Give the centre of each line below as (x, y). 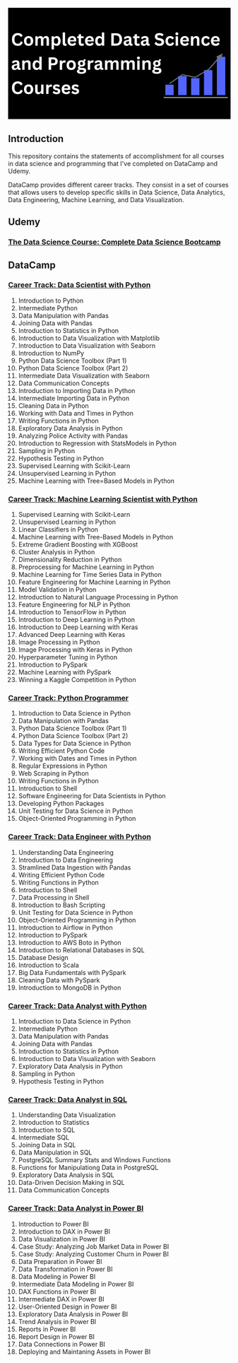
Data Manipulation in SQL (55, 1152)
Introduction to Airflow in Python (65, 928)
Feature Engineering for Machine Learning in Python (94, 582)
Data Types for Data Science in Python (75, 744)
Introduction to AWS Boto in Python (70, 942)
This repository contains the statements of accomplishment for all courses (116, 156)
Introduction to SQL (47, 1130)
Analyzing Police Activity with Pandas (73, 435)
